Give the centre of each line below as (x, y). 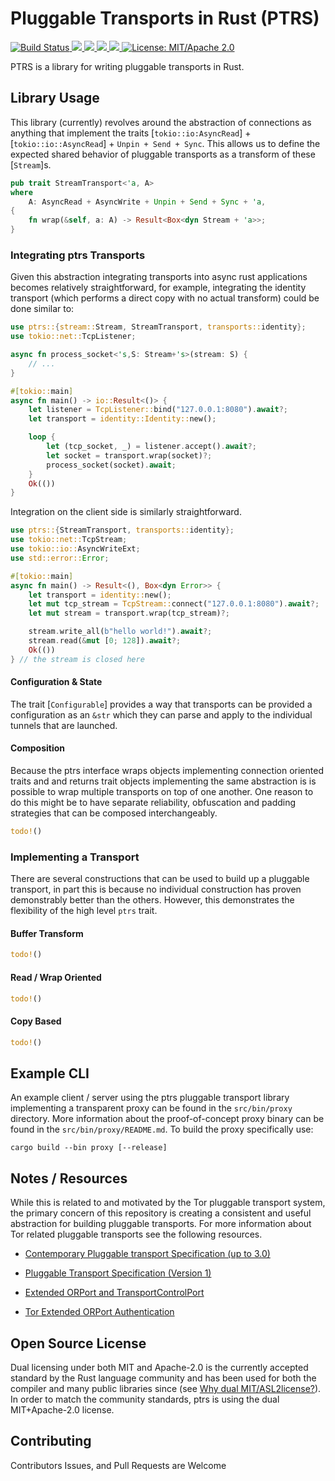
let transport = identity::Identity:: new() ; (122, 419)
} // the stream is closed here (77, 659)
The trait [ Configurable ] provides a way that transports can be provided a (161, 704)
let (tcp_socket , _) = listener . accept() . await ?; (151, 447)
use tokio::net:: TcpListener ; (73, 337)
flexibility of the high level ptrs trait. (84, 911)
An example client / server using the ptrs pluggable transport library (150, 1098)
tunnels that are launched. (64, 725)
